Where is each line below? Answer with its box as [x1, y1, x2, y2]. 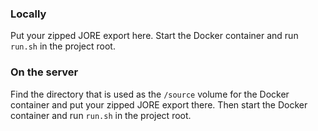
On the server [10, 65, 79, 79]
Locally [10, 7, 47, 21]
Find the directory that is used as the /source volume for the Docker [10, 88, 290, 100]
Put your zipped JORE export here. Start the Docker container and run [10, 30, 299, 42]
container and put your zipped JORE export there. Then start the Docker [10, 98, 308, 111]
